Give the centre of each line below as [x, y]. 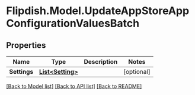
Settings [21, 72]
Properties [26, 45]
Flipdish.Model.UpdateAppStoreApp [98, 11]
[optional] [137, 72]
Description [101, 62]
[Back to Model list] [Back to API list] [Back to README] [74, 86]
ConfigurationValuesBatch [73, 23]
